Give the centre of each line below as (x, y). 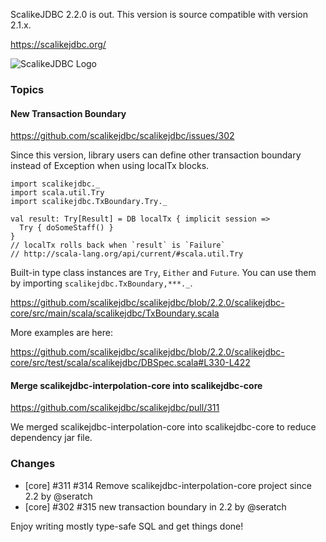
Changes (33, 464)
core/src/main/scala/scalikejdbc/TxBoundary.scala (115, 313)
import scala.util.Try (57, 193)
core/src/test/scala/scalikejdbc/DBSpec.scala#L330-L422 (130, 363)
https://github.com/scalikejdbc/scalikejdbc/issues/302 (122, 136)
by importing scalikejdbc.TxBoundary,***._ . (101, 283)
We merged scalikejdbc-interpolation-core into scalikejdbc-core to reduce (163, 427)
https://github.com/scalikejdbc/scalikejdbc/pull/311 (115, 408)
